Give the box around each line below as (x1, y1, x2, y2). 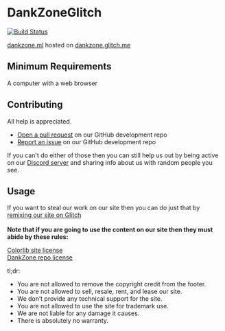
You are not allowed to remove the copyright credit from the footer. (16, 280, 206, 288)
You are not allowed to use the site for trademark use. (16, 302, 169, 310)
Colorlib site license (7, 246, 63, 255)
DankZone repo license (7, 253, 73, 262)
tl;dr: (7, 266, 21, 275)
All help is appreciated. (7, 117, 72, 125)
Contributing (7, 99, 63, 111)
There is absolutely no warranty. (16, 317, 108, 325)
